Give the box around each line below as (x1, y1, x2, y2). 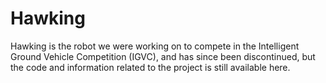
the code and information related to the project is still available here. (10, 61, 291, 73)
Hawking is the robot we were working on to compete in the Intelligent (10, 40, 300, 52)
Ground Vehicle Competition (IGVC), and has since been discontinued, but (10, 50, 316, 62)
